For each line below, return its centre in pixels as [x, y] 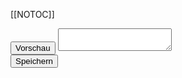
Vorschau [33, 48]
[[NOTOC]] [32, 14]
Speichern [34, 61]
